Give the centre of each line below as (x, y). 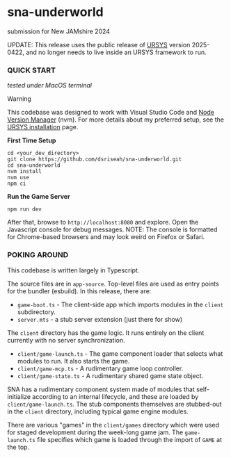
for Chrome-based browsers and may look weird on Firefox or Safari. (106, 237)
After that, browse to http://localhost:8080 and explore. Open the (103, 222)
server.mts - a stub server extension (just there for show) (100, 319)
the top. (18, 447)
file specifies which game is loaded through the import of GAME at (130, 439)
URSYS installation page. (43, 127)
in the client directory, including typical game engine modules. (98, 411)
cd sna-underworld (34, 165)
